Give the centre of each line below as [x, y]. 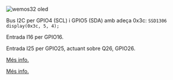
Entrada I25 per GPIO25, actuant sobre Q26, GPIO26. [71, 48]
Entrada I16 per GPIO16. [35, 37]
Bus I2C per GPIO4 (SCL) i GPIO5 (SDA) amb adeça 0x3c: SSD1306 [86, 20]
